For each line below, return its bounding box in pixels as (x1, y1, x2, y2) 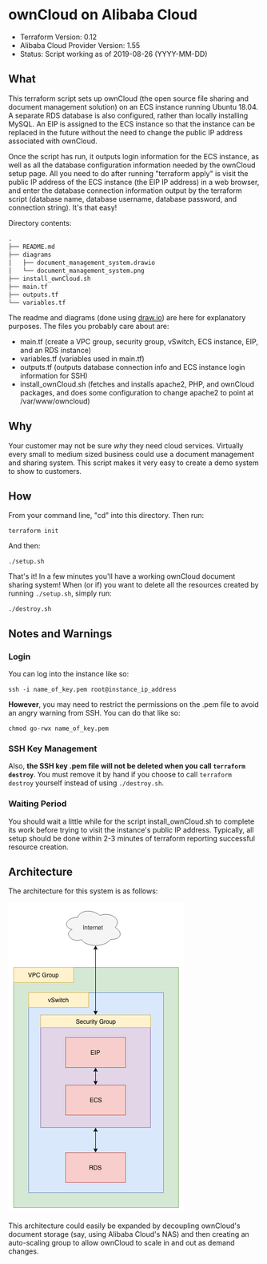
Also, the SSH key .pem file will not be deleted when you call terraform (8, 761, 246, 771)
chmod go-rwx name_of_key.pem (8, 724, 110, 733)
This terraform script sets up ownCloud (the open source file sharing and (8, 94, 249, 103)
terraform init (8, 527, 59, 536)
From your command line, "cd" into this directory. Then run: (8, 511, 205, 520)
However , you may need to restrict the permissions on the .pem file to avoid (8, 700, 260, 709)
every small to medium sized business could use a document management (8, 449, 254, 459)
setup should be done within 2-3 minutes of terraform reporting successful (8, 833, 256, 843)
